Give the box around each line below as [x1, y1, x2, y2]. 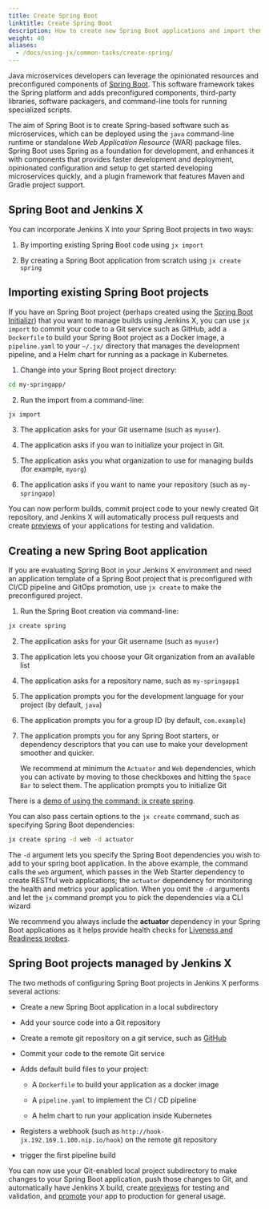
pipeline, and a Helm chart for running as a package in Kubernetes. [8, 349, 230, 359]
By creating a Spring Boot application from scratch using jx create [19, 255, 242, 265]
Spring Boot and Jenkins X [8, 203, 144, 217]
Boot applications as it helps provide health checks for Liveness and [8, 925, 234, 934]
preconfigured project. [8, 591, 82, 600]
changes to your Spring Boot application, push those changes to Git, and [8, 1174, 248, 1183]
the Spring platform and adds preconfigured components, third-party [8, 88, 236, 97]
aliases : [8, 42, 38, 50]
